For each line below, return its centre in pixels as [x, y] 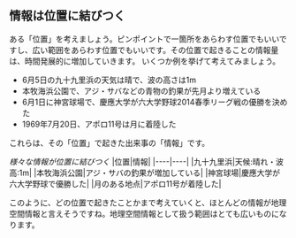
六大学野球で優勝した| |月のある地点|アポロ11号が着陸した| [115, 183]
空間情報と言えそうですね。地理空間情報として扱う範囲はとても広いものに [144, 213]
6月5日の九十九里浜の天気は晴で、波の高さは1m [109, 80]
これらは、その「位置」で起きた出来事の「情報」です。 [110, 142]
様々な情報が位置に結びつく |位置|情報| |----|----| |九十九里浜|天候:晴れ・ [143, 161]
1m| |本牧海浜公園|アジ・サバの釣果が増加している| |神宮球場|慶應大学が [150, 173]
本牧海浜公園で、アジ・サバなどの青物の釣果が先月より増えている [141, 90]
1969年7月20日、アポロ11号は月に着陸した [99, 124]
